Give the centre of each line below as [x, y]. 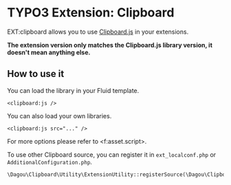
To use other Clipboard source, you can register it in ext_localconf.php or [112, 154]
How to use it [36, 74]
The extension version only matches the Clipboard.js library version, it [110, 45]
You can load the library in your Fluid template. [73, 90]
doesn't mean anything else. [49, 52]
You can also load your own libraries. [59, 116]
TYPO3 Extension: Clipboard [91, 13]
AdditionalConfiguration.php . [50, 162]
